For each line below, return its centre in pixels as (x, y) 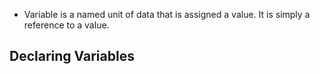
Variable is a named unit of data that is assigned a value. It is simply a (167, 14)
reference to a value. (66, 25)
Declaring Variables (72, 56)
